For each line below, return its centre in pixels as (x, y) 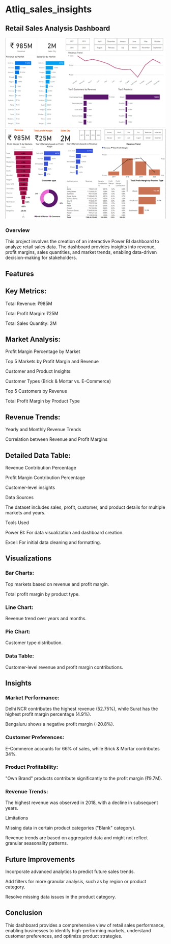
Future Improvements (40, 859)
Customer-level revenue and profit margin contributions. (64, 667)
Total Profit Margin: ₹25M (32, 313)
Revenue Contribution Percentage (41, 467)
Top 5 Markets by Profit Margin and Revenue (52, 362)
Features (20, 274)
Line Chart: (19, 607)
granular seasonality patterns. (37, 843)
